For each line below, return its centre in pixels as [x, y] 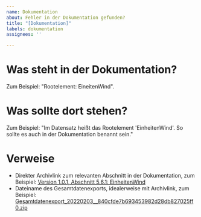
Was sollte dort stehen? [67, 111]
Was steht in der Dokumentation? [92, 70]
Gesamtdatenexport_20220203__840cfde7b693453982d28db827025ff [104, 201]
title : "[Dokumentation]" [39, 23]
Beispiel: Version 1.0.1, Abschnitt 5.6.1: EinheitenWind [80, 182]
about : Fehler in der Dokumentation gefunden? [66, 18]
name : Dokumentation [32, 12]
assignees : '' [24, 35]
